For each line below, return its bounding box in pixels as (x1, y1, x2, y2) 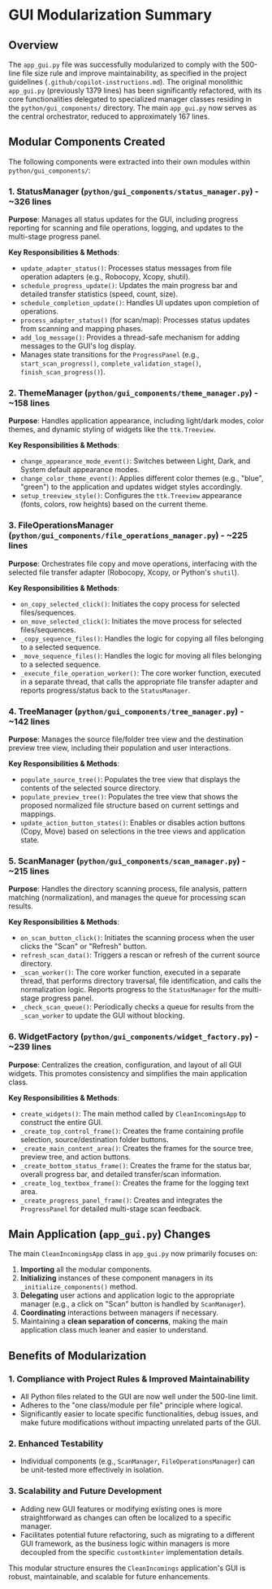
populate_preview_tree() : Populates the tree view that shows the (19, 792, 238, 801)
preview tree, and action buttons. (19, 1152, 132, 1162)
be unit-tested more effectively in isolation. (19, 1465, 164, 1475)
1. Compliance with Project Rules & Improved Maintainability (8, 1373, 250, 1385)
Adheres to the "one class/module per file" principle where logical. (19, 1400, 244, 1410)
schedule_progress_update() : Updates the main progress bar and (19, 281, 238, 291)
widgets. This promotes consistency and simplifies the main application (8, 1068, 248, 1078)
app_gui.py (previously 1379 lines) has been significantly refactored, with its (8, 85, 262, 95)
